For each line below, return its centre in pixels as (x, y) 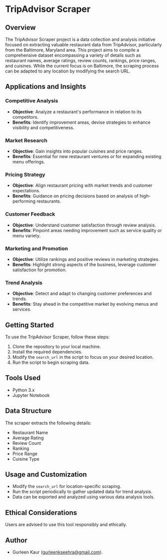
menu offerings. (29, 161)
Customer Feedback (30, 214)
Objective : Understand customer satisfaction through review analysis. (84, 225)
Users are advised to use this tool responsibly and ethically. (66, 525)
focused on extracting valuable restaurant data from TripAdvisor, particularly (83, 45)
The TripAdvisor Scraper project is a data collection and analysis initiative (80, 39)
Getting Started (30, 325)
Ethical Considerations (41, 513)
